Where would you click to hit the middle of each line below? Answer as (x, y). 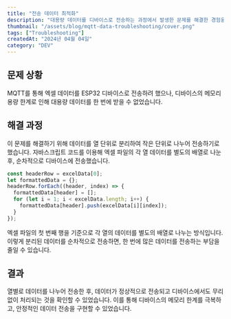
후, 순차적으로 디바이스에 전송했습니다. (58, 161)
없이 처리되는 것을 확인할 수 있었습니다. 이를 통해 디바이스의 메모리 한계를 (105, 300)
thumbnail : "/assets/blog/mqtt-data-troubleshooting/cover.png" (101, 26)
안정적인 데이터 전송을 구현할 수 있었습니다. (74, 309)
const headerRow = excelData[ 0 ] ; (55, 174)
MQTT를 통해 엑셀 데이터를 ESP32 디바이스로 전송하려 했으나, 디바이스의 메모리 (114, 93)
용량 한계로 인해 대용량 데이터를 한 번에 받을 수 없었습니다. (85, 101)
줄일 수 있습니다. (29, 249)
